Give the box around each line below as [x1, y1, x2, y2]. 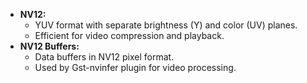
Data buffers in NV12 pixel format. [34, 51, 175, 63]
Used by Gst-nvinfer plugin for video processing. [34, 62, 237, 73]
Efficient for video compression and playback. [34, 30, 225, 41]
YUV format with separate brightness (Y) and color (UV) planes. [34, 19, 298, 31]
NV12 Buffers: [19, 40, 80, 52]
